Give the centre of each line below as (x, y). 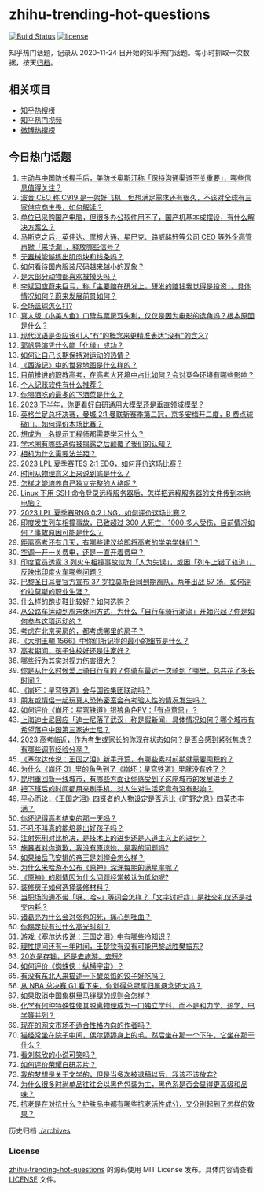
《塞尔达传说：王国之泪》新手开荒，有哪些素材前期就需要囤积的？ (127, 759)
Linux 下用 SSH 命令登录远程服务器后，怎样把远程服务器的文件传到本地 (135, 493)
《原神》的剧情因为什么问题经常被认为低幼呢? (94, 877)
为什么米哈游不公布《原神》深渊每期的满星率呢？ (99, 867)
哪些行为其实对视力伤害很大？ (68, 661)
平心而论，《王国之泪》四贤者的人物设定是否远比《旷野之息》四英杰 (129, 798)
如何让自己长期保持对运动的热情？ (75, 355)
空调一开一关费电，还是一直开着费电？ (82, 552)
